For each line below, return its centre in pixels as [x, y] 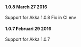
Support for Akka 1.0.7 [27, 39]
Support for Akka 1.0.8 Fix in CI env [41, 17]
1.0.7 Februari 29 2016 [28, 29]
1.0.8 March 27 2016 [26, 7]
